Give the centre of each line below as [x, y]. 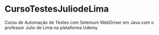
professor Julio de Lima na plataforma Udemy [51, 27]
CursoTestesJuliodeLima [57, 9]
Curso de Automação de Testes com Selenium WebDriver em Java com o [79, 22]
